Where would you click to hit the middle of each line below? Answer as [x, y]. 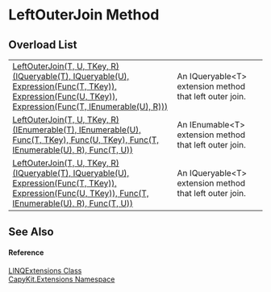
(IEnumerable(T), [45, 129]
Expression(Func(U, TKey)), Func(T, [81, 193]
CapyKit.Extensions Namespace [62, 279]
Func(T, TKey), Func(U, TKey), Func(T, [86, 140]
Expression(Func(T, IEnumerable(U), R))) [90, 106]
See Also [31, 232]
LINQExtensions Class [45, 270]
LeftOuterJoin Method [84, 15]
